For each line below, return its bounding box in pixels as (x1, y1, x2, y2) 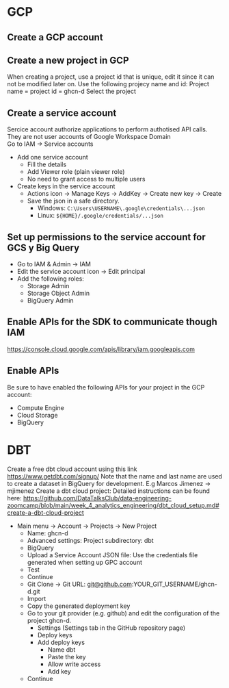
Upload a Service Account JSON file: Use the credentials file (27, 550, 198, 559)
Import (27, 594, 46, 602)
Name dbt (47, 645, 76, 654)
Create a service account (7, 107, 117, 118)
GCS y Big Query (7, 242, 80, 253)
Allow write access (47, 660, 101, 668)
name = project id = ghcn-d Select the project (7, 87, 137, 96)
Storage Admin (27, 282, 70, 290)
